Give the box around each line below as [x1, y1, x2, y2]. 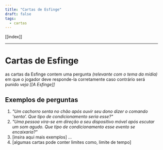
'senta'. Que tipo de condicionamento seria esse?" [12, 114, 114, 119]
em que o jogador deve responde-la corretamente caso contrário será [5, 76, 146, 82]
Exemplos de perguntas [5, 95, 79, 104]
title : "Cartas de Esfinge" [5, 7, 62, 12]
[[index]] [5, 34, 23, 40]
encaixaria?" [12, 129, 38, 135]
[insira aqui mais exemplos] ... [12, 134, 72, 140]
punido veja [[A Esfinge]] [5, 82, 55, 88]
